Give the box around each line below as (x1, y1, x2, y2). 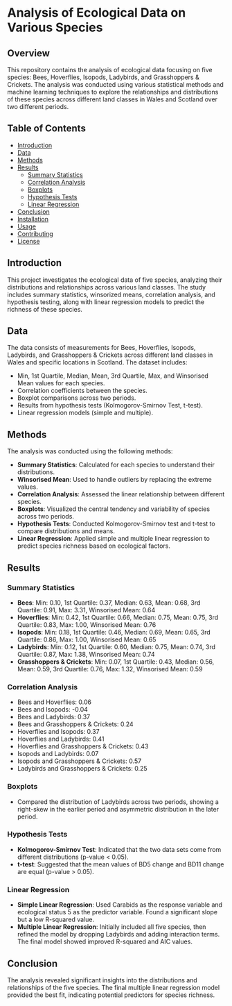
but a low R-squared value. (17, 915, 95, 924)
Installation (17, 215, 49, 223)
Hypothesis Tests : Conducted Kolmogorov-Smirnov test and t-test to (17, 519, 216, 528)
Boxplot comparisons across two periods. (17, 394, 136, 402)
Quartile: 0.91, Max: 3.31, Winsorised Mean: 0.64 (17, 605, 156, 614)
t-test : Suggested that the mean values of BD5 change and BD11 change (17, 860, 224, 869)
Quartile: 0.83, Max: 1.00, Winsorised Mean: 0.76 (17, 620, 157, 629)
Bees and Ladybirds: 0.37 (17, 713, 91, 721)
